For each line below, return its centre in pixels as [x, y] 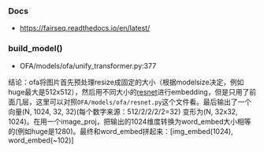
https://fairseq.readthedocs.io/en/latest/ [85, 28]
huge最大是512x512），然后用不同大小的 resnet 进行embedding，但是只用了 [129, 91]
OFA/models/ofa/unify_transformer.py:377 [88, 65]
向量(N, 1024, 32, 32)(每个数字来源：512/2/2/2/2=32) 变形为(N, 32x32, [123, 111]
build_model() [35, 49]
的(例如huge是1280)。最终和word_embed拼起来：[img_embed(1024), [121, 131]
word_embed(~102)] [41, 140]
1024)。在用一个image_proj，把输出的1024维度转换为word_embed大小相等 [130, 121]
